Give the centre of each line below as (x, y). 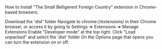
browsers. (29, 12)
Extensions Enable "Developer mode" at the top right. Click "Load (70, 32)
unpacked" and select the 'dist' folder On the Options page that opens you (79, 37)
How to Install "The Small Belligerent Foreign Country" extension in (72, 7)
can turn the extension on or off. (37, 42)
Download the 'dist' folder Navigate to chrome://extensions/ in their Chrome (81, 22)
